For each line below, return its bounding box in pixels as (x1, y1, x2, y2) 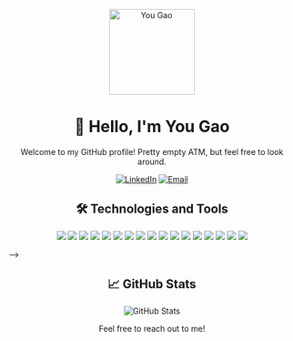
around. (136, 156, 167, 167)
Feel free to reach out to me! (98, 323, 206, 334)
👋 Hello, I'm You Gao (74, 117, 230, 137)
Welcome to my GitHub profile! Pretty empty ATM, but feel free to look (20, 146, 284, 157)
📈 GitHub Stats (107, 276, 197, 292)
